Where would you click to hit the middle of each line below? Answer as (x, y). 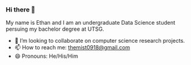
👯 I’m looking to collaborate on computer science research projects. (100, 41)
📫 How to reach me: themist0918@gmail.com (72, 48)
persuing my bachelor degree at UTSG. (55, 29)
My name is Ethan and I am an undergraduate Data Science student (90, 23)
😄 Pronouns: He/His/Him (46, 56)
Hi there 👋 (21, 10)
